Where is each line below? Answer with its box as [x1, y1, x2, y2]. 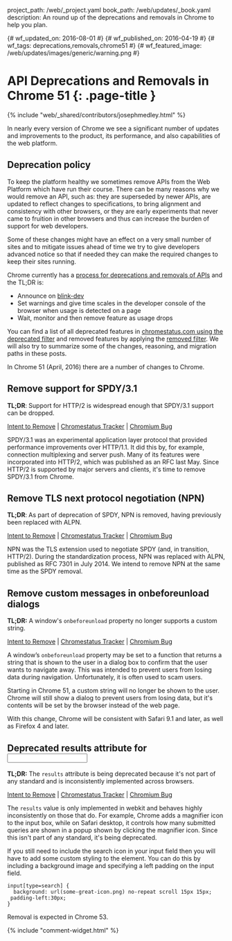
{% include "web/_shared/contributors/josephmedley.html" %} [7, 110, 186, 119]
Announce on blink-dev [17, 291, 84, 300]
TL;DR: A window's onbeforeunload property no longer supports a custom [7, 617, 218, 625]
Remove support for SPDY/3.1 [7, 383, 137, 395]
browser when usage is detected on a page [17, 306, 141, 314]
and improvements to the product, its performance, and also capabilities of [7, 131, 220, 139]
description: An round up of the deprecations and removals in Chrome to [7, 13, 215, 22]
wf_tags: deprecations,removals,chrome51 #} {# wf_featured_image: [7, 42, 202, 49]
